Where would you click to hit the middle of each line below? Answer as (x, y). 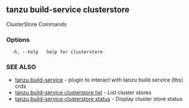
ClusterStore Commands (36, 24)
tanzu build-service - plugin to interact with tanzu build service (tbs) (99, 80)
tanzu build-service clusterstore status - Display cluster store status (99, 99)
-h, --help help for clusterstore (57, 52)
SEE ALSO (21, 67)
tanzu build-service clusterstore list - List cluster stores (83, 92)
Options (18, 39)
